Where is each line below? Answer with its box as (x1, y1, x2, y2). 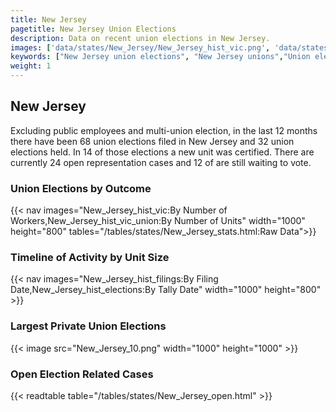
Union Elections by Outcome (10, 181, 152, 195)
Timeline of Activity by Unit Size (10, 251, 170, 265)
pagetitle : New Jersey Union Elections (10, 24, 177, 34)
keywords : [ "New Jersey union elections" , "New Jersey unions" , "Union (10, 52, 311, 62)
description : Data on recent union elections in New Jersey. (10, 33, 271, 43)
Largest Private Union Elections (10, 319, 167, 333)
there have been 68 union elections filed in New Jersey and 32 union (10, 135, 295, 147)
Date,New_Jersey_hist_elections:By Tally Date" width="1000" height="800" (10, 284, 322, 296)
